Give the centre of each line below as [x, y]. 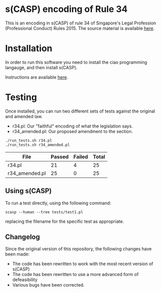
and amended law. [24, 116]
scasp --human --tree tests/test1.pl [44, 212]
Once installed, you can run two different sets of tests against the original [80, 111]
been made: [17, 254]
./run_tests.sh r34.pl [29, 141]
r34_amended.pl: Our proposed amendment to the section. [73, 131]
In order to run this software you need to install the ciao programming [76, 62]
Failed [81, 156]
